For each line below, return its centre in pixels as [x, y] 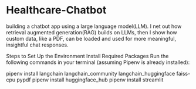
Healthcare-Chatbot [56, 10]
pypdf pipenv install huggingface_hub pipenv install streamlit [90, 80]
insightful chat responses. [37, 45]
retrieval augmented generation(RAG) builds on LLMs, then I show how [92, 32]
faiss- [183, 73]
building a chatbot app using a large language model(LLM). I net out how [94, 26]
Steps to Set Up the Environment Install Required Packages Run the [87, 56]
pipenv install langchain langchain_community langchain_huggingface [91, 73]
